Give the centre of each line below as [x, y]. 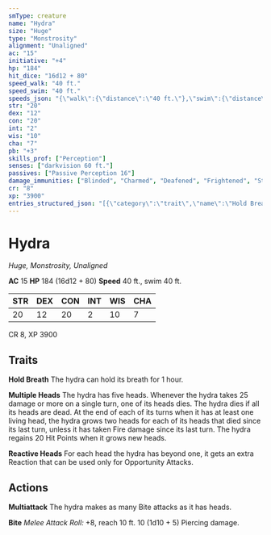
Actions [28, 488]
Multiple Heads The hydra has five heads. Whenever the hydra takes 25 [128, 395]
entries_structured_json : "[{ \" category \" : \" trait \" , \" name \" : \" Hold [128, 203]
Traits [23, 360]
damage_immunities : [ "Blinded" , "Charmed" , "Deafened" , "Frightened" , [129, 181]
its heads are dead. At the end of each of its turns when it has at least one [131, 412]
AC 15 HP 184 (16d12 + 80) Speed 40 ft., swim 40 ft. [95, 281]
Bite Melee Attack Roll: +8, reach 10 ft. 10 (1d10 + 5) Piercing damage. [124, 523]
